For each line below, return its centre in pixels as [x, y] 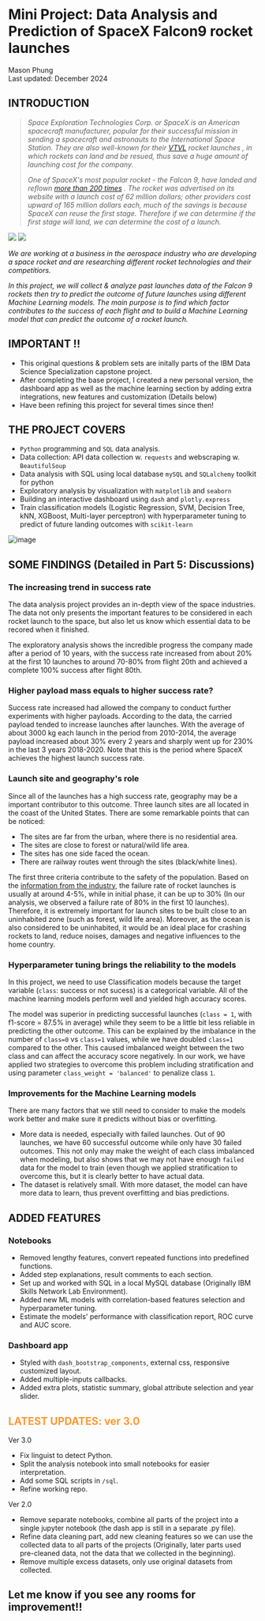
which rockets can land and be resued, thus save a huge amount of [138, 156]
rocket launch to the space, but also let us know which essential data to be [129, 622]
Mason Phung [31, 70]
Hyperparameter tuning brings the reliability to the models [122, 965]
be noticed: [27, 821]
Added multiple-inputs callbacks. [73, 1379]
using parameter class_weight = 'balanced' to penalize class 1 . [112, 1072]
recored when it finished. [49, 629]
